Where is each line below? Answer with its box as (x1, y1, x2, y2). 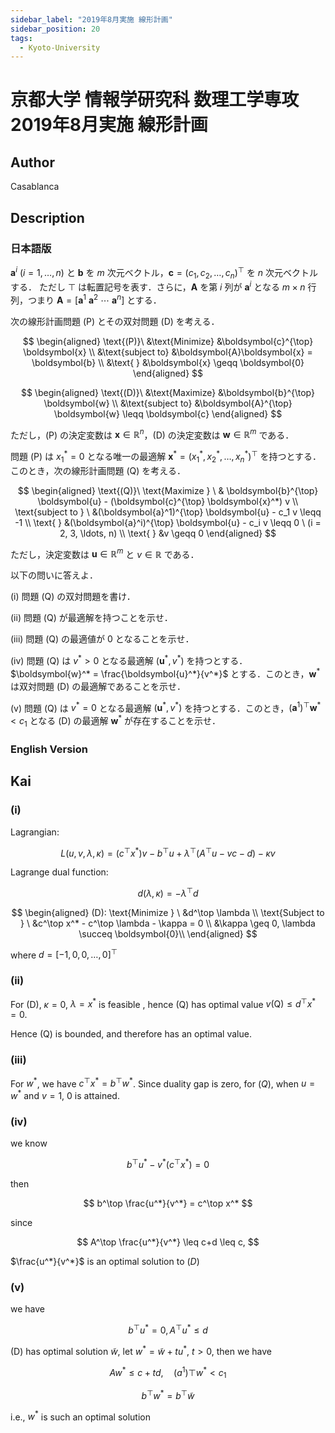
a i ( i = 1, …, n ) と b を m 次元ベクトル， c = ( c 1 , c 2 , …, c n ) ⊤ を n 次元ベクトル (10, 264, 319, 281)
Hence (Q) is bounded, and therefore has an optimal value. (10, 1028, 252, 1040)
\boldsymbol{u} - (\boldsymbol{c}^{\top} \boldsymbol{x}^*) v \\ (37, 495, 299, 507)
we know (10, 1137, 48, 1150)
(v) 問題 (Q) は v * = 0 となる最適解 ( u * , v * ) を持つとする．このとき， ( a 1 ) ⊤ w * (10, 700, 322, 714)
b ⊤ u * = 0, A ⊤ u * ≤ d (128, 1322, 208, 1336)
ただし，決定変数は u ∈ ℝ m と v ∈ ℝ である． (10, 546, 200, 560)
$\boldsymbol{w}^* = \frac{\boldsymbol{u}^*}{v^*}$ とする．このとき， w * (10, 666, 321, 680)
